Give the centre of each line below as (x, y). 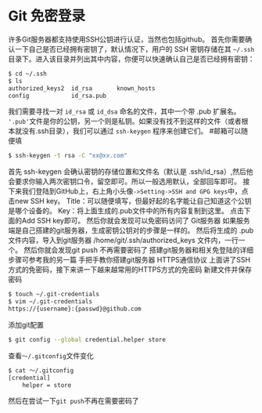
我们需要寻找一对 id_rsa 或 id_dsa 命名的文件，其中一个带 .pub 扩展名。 (124, 111)
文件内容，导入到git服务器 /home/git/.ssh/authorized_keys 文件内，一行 (123, 241)
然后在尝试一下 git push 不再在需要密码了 (74, 401)
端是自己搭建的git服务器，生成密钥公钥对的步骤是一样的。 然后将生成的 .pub (131, 230)
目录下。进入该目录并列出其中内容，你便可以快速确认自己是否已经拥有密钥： (131, 59)
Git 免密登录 (47, 16)
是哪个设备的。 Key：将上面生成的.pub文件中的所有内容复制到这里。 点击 (126, 211)
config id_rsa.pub (57, 96)
